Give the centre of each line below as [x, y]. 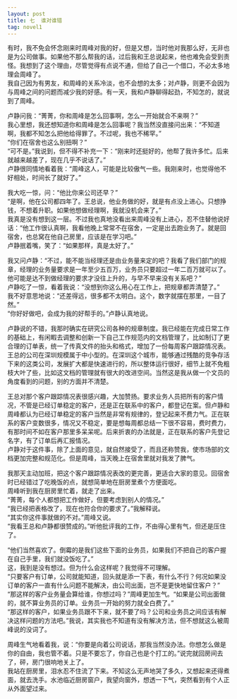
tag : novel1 [25, 27]
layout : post [26, 14]
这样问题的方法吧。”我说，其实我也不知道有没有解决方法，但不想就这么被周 [121, 621]
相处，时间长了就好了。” [47, 178]
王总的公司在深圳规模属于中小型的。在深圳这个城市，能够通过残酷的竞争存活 [119, 355]
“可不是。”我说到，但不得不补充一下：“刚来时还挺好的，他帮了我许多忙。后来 [118, 151]
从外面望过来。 [29, 688]
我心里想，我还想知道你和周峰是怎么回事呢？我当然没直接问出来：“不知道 [114, 125]
